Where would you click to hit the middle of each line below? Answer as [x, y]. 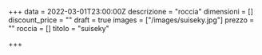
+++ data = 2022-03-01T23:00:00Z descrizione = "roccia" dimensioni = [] [131, 12]
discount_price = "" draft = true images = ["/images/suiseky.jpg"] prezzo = [131, 20]
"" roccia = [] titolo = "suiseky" [59, 28]
